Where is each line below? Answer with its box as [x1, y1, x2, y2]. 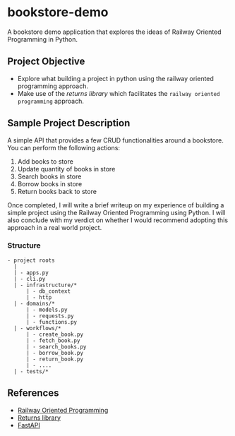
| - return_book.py [25, 356, 83, 363]
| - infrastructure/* [13, 281, 78, 289]
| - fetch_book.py [25, 337, 80, 344]
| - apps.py [13, 269, 49, 276]
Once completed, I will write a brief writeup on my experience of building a [7, 200, 224, 209]
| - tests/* [13, 368, 49, 375]
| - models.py [25, 306, 68, 313]
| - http [25, 293, 52, 301]
